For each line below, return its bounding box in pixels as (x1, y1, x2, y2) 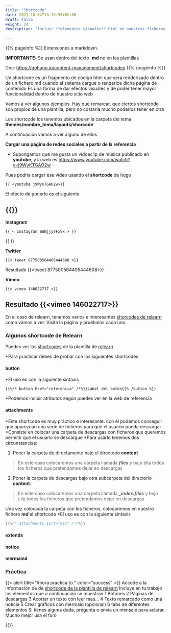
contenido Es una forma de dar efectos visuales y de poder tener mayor (5, 85, 157, 92)
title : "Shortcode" (5, 7, 47, 13)
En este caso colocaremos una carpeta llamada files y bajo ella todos (17, 460, 164, 466)
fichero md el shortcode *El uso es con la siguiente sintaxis (5, 511, 131, 517)
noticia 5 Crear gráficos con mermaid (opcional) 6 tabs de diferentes (5, 601, 150, 607)
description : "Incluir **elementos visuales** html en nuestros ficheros (5, 27, 166, 32)
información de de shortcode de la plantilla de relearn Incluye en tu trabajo (5, 585, 162, 591)
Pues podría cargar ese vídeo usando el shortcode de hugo (5, 172, 131, 178)
